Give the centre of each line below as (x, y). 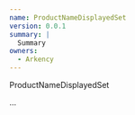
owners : (24, 51)
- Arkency (36, 59)
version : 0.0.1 (38, 26)
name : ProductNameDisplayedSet (68, 18)
